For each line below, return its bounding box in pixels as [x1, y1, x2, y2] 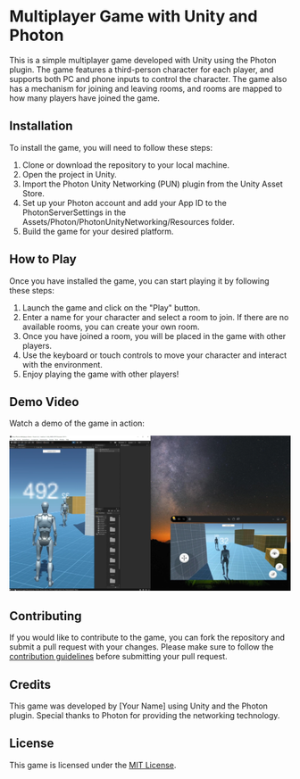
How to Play [9, 252, 78, 267]
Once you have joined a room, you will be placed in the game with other [21, 330, 287, 341]
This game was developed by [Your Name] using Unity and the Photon [9, 700, 268, 711]
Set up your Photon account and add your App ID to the [21, 197, 228, 208]
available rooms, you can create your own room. [21, 321, 200, 332]
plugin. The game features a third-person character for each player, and [9, 64, 274, 75]
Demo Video [9, 394, 79, 410]
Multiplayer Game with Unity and [9, 6, 258, 27]
